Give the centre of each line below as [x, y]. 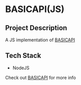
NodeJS [21, 68]
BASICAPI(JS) [35, 9]
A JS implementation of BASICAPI [40, 40]
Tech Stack [23, 56]
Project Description [36, 28]
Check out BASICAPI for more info [41, 77]
